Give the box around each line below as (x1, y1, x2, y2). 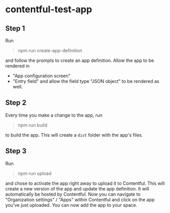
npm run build (17, 122, 48, 128)
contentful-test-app (5, 4, 92, 15)
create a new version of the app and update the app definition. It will (5, 185, 150, 191)
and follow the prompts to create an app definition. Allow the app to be (5, 57, 155, 63)
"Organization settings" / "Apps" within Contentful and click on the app (5, 196, 155, 203)
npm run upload (17, 170, 52, 176)
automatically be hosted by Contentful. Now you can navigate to (5, 191, 141, 197)
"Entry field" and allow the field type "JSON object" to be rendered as (12, 78, 160, 84)
